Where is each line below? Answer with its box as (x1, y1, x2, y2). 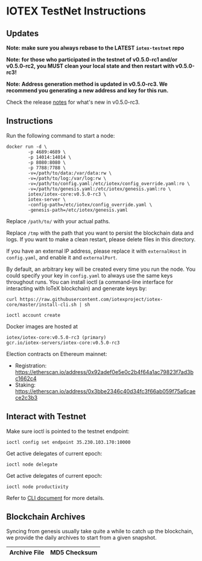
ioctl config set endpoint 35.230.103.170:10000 (6, 439, 131, 445)
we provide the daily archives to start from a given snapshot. (6, 534, 157, 541)
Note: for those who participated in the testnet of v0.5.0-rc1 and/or (6, 56, 178, 63)
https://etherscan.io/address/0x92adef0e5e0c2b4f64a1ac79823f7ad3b (14, 368, 194, 375)
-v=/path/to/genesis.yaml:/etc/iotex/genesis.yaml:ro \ (28, 186, 171, 192)
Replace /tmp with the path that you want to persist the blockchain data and (6, 229, 194, 236)
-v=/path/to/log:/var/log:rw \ (28, 175, 107, 182)
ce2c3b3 (14, 394, 38, 401)
